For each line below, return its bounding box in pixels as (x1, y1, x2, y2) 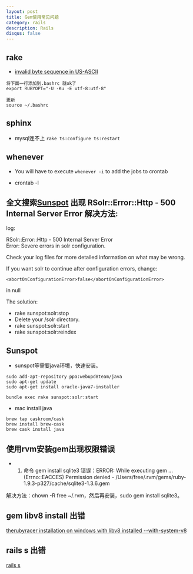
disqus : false (6, 31, 41, 37)
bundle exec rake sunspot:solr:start (6, 394, 99, 401)
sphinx (6, 118, 32, 128)
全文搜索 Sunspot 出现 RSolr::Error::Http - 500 (6, 197, 176, 207)
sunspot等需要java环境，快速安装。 (14, 362, 101, 369)
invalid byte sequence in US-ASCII (14, 68, 98, 75)
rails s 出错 (6, 546, 46, 556)
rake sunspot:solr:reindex (14, 328, 76, 336)
